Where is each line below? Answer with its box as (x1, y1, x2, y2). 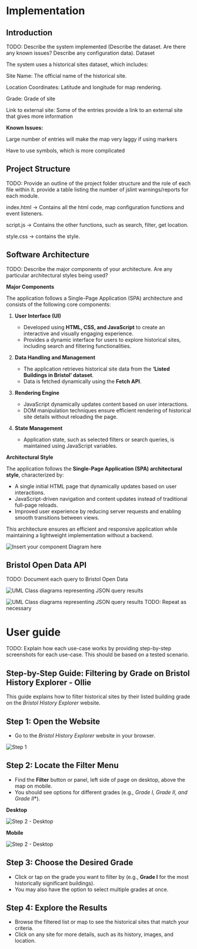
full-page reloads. (14, 501, 58, 508)
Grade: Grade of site (6, 95, 56, 102)
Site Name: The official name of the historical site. (6, 72, 127, 79)
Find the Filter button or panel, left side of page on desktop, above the (14, 776, 185, 783)
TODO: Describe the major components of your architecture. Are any (6, 265, 173, 272)
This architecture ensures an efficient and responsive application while (6, 525, 178, 533)
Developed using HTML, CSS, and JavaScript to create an (23, 323, 165, 330)
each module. (6, 192, 39, 199)
